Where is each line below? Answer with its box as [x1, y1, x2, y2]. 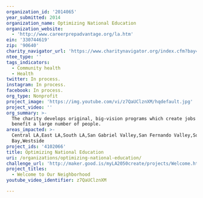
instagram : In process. [6, 82, 66, 88]
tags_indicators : [6, 59, 50, 65]
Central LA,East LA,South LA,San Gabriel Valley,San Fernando [11, 132, 172, 139]
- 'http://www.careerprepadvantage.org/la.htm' [11, 31, 134, 37]
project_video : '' [6, 104, 53, 110]
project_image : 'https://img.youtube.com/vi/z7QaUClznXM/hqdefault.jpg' [6, 98, 193, 104]
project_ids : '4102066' [6, 143, 66, 150]
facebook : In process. [6, 88, 63, 94]
